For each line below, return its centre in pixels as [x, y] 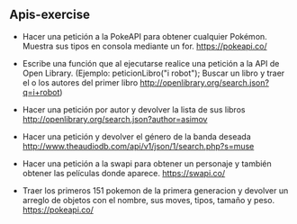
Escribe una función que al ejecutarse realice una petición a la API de [151, 63]
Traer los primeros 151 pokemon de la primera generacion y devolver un [155, 190]
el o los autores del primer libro [80, 82]
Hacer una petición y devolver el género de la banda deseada [136, 136]
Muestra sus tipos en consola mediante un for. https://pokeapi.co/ [144, 46]
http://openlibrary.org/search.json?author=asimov [115, 119]
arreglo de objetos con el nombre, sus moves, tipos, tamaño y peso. [148, 200]
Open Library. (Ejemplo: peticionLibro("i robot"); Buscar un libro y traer [153, 73]
